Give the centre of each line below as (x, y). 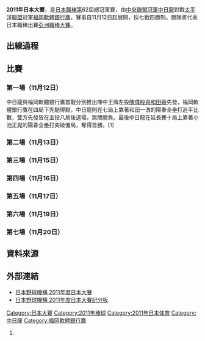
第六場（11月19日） (34, 214)
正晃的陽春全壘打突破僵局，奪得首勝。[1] (63, 125)
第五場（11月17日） (34, 196)
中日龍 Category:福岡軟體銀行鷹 (46, 320)
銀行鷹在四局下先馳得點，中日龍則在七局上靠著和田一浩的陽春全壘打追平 (102, 110)
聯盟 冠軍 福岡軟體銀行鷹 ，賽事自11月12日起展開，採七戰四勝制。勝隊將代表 (105, 17)
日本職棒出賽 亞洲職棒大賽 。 (41, 25)
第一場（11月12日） (34, 87)
